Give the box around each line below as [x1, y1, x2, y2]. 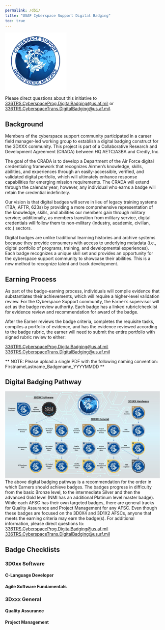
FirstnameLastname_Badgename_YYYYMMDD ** [5, 364, 105, 370]
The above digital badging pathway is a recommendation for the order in [5, 479, 152, 485]
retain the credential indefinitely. [5, 190, 70, 196]
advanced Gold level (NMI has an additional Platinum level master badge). [5, 494, 155, 501]
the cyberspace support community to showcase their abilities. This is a [5, 256, 151, 261]
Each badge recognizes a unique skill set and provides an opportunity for [5, 251, 153, 257]
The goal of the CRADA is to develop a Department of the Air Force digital [5, 158, 154, 164]
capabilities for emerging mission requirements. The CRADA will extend [5, 179, 150, 185]
